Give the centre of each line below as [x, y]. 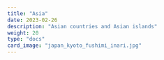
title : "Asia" [28, 13]
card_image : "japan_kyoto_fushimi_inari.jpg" [74, 46]
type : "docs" [26, 39]
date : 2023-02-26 [32, 20]
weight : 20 [23, 33]
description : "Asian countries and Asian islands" [82, 26]
